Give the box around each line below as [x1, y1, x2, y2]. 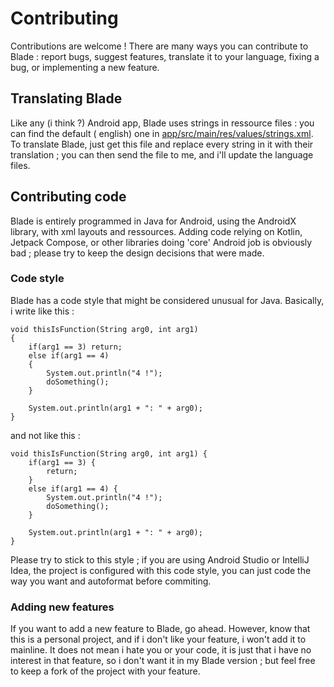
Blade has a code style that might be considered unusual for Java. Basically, [10, 294, 325, 306]
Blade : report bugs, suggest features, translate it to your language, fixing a [10, 50, 320, 62]
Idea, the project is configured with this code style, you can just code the [10, 564, 312, 576]
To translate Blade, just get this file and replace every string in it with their [10, 138, 314, 150]
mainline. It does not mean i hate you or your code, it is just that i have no [10, 644, 312, 656]
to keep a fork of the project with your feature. [10, 665, 201, 677]
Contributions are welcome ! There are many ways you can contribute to [10, 40, 309, 52]
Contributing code [10, 188, 127, 206]
